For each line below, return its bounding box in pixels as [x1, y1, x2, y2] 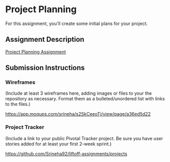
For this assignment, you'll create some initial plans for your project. [5, 20, 148, 26]
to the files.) [5, 101, 31, 107]
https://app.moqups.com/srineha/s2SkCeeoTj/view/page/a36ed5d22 [5, 111, 151, 117]
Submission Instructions [5, 64, 85, 72]
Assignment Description [5, 35, 85, 44]
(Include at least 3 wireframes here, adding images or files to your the [5, 90, 152, 96]
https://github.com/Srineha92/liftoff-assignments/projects [5, 150, 128, 156]
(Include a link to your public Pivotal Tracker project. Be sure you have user [5, 135, 163, 141]
